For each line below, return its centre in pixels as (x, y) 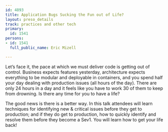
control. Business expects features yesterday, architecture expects (75, 72)
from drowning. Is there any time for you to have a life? (63, 93)
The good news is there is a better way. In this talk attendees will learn (79, 103)
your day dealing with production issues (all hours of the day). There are (81, 83)
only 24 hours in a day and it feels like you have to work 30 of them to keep (84, 88)
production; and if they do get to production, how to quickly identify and (81, 114)
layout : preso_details (29, 19)
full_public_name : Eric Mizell (43, 48)
